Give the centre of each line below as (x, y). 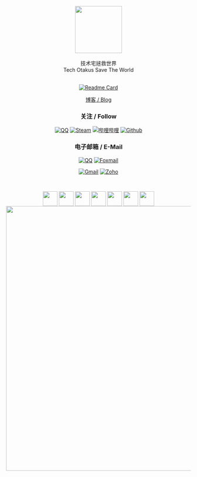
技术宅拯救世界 (98, 63)
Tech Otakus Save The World (98, 70)
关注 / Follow (98, 116)
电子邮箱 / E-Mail (98, 147)
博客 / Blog (98, 100)
